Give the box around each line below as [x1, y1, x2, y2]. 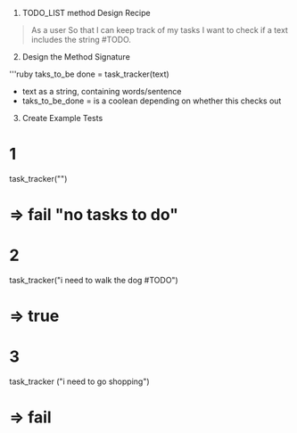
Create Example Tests [21, 113, 103, 123]
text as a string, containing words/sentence [21, 86, 182, 96]
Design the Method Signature [21, 52, 131, 61]
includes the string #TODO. [30, 35, 132, 45]
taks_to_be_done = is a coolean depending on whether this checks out [21, 95, 282, 106]
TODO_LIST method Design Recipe [21, 8, 151, 18]
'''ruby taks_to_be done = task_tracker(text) [9, 69, 169, 79]
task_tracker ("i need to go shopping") [9, 376, 150, 387]
